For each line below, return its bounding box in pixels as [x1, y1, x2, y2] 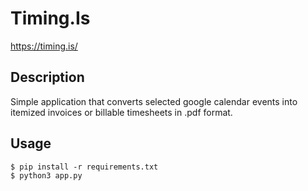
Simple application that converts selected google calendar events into [10, 95, 298, 107]
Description [10, 69, 85, 86]
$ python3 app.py [10, 170, 83, 181]
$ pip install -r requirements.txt [10, 162, 159, 172]
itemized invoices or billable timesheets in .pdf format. [10, 106, 233, 118]
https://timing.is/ [10, 40, 78, 52]
